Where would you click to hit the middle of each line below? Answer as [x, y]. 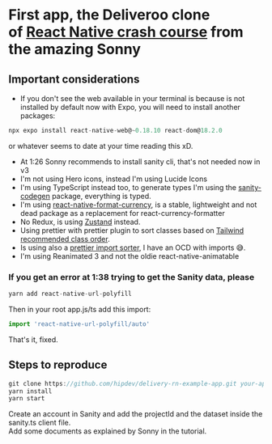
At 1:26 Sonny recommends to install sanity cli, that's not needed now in [140, 161]
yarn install [30, 391]
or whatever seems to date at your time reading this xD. [101, 146]
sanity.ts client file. [40, 423]
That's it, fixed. [33, 339]
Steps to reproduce [58, 365]
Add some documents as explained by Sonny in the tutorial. [108, 431]
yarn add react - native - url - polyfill [70, 294]
